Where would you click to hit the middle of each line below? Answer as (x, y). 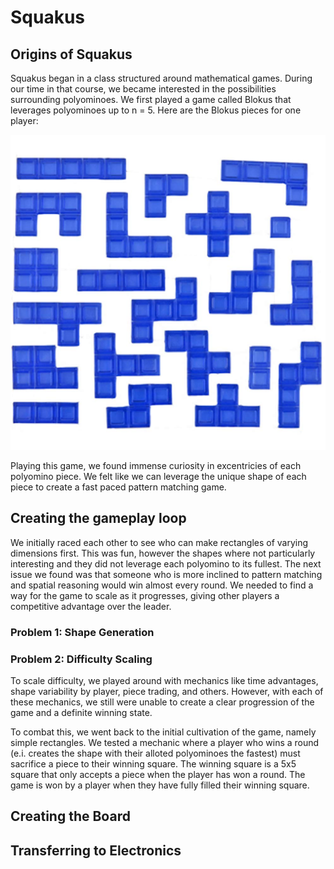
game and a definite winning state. (81, 713)
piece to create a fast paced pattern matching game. (118, 487)
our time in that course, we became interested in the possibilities (143, 89)
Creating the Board (70, 816)
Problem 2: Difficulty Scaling (81, 659)
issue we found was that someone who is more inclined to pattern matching (166, 574)
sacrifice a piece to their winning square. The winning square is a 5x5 (153, 764)
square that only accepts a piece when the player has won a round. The (158, 775)
